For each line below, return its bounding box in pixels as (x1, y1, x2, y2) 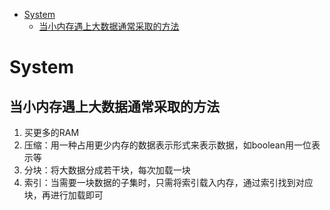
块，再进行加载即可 (23, 189, 104, 201)
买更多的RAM (23, 127, 80, 138)
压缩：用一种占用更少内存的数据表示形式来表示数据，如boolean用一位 (23, 139, 312, 151)
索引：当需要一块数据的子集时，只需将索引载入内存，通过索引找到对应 (23, 177, 314, 188)
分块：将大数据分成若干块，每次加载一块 (23, 164, 191, 176)
